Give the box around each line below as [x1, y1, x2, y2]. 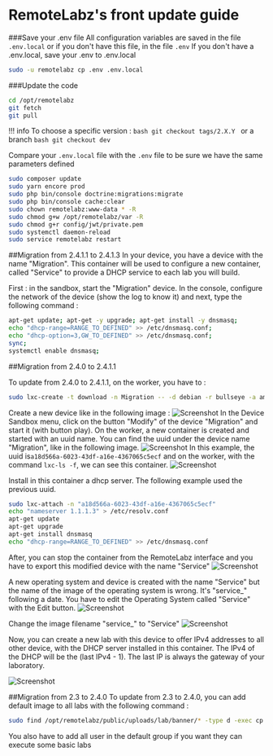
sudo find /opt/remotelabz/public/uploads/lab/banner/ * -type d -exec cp [8, 716, 264, 724]
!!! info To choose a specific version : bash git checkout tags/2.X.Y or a [8, 126, 254, 136]
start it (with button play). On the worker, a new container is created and [8, 425, 249, 435]
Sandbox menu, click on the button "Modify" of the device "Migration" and [8, 416, 258, 426]
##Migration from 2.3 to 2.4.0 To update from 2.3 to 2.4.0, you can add [8, 692, 246, 701]
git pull [8, 112, 38, 120]
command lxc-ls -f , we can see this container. [8, 459, 169, 469]
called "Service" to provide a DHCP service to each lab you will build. [8, 267, 240, 278]
